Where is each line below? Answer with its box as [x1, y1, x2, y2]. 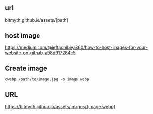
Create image [5, 64, 48, 73]
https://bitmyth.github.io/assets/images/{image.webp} [5, 104, 115, 110]
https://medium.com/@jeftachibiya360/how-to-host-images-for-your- [5, 44, 148, 50]
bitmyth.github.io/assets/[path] [5, 17, 68, 23]
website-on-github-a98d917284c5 [5, 49, 76, 56]
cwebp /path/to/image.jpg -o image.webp [5, 77, 90, 82]
